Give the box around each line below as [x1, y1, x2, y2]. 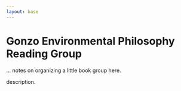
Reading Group [6, 47, 82, 60]
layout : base [6, 8, 39, 15]
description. [6, 78, 36, 85]
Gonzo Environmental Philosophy [6, 34, 175, 48]
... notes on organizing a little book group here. [6, 67, 121, 74]
